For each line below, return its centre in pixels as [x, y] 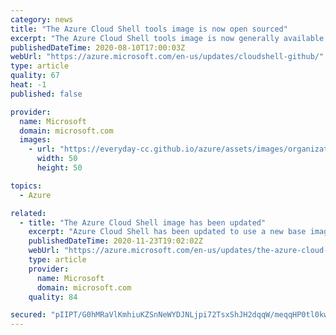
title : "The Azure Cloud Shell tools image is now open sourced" [149, 29]
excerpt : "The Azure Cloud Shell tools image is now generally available [167, 38]
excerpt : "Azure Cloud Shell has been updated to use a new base [167, 232]
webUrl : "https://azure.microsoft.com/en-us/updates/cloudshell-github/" [167, 57]
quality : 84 [53, 297]
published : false [46, 94]
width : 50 [57, 159]
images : [35, 140]
